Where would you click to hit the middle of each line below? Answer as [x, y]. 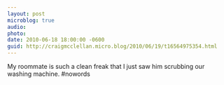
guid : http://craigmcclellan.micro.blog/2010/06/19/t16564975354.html [112, 46]
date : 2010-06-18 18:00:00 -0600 [56, 40]
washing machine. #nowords [49, 74]
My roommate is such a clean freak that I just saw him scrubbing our [106, 66]
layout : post [26, 14]
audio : [17, 27]
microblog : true [31, 20]
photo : [17, 33]
